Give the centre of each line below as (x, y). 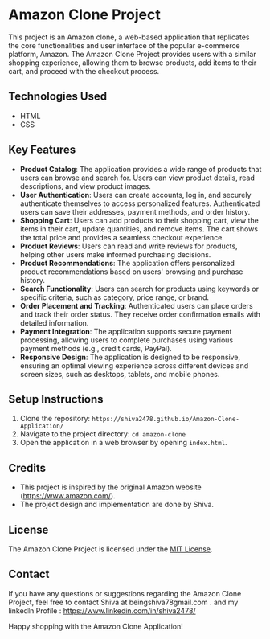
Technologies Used (57, 97)
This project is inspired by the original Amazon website (111, 487)
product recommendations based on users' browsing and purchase (131, 272)
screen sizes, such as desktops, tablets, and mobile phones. (120, 374)
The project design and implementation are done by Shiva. (117, 505)
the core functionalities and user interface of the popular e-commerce (124, 45)
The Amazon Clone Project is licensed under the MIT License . (110, 549)
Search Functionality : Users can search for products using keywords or (139, 289)
